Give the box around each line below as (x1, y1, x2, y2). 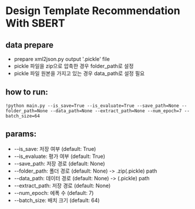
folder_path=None (5, 107, 48, 114)
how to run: (5, 87, 48, 97)
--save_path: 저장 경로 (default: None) (14, 160, 105, 167)
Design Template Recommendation (5, 4, 180, 18)
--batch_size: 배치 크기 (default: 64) (14, 197, 100, 204)
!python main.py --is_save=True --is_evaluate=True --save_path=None (5, 103, 180, 109)
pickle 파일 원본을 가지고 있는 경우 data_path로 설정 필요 (14, 70, 145, 77)
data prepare (5, 40, 54, 50)
